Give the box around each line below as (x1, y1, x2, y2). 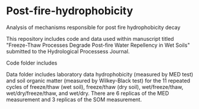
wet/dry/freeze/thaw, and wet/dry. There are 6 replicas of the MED (6, 89, 169, 97)
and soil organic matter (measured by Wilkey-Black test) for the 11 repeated (6, 77, 191, 84)
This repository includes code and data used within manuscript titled (6, 35, 174, 42)
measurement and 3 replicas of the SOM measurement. (6, 96, 142, 103)
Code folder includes (6, 59, 58, 66)
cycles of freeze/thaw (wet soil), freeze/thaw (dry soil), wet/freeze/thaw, (6, 83, 184, 90)
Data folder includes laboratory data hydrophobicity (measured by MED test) (6, 70, 194, 78)
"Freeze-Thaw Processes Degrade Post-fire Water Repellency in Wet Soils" (6, 41, 190, 49)
